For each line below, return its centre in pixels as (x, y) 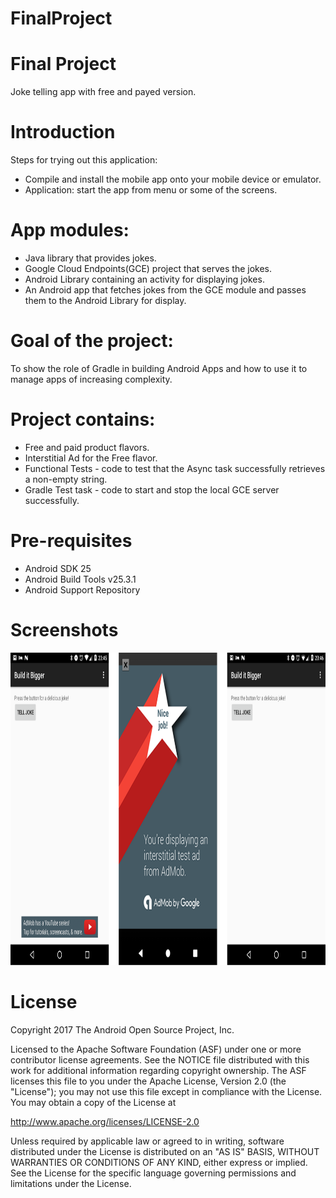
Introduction (63, 132)
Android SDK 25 (58, 568)
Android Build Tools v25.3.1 (80, 579)
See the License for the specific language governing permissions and (153, 1173)
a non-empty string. (66, 479)
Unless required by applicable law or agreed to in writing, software (147, 1141)
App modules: (70, 230)
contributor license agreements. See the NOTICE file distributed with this (160, 1059)
